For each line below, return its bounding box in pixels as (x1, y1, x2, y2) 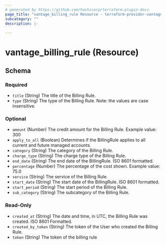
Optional (5, 115, 26, 122)
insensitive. (12, 103, 36, 109)
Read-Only (5, 202, 32, 209)
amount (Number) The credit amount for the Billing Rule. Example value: (12, 126, 157, 132)
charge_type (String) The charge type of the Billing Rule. (12, 153, 126, 159)
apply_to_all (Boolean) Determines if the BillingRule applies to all (12, 137, 146, 143)
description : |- (5, 21, 39, 26)
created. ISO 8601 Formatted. (12, 218, 73, 224)
